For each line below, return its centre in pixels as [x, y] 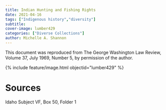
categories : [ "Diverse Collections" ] [45, 33]
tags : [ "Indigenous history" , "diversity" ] [50, 19]
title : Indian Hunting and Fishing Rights [50, 10]
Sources [23, 88]
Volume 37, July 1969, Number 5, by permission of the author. [69, 58]
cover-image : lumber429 [30, 29]
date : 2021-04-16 [23, 15]
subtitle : [16, 24]
